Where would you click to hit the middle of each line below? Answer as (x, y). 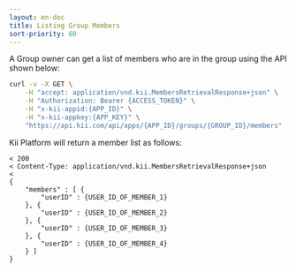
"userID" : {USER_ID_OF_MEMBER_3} (104, 228)
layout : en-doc (37, 17)
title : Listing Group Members (65, 26)
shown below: (34, 68)
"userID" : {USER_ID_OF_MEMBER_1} (104, 197)
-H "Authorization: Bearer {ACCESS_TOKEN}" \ (110, 101)
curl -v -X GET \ (41, 85)
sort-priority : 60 (43, 34)
